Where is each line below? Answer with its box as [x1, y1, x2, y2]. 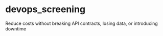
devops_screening [5, 4, 86, 15]
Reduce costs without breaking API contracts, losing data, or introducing [5, 20, 158, 26]
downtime [5, 25, 27, 31]
